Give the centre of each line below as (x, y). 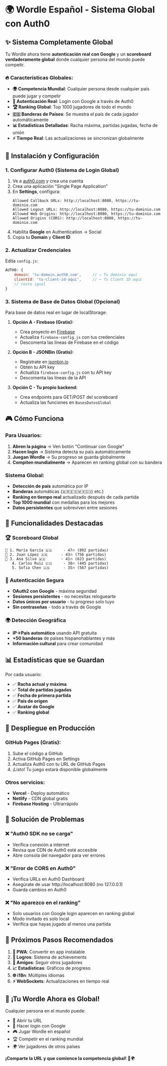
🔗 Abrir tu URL (27, 1021)
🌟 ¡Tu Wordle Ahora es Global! (52, 999)
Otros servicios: (25, 782)
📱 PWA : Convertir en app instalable (48, 952)
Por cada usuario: (23, 675)
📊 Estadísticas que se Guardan (55, 660)
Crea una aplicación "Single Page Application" (60, 186)
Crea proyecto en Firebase (47, 332)
